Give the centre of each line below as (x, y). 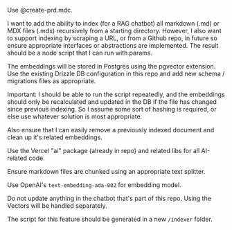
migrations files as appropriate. (52, 81)
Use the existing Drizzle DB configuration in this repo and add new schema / (116, 73)
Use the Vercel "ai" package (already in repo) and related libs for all (104, 151)
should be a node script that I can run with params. (80, 53)
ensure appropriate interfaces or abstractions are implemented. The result (113, 45)
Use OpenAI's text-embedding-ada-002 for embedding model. (94, 185)
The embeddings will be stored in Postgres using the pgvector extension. (111, 66)
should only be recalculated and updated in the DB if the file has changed (112, 102)
